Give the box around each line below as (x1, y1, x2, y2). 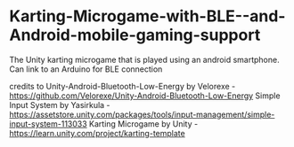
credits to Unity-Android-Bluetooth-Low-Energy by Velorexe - (9, 81, 236, 91)
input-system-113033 (9, 118, 87, 129)
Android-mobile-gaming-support (9, 25, 261, 45)
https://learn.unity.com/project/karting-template (9, 128, 185, 138)
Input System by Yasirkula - (9, 99, 110, 110)
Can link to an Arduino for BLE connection (9, 64, 163, 74)
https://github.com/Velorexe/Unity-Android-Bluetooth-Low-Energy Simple (9, 90, 281, 101)
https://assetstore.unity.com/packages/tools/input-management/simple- (9, 109, 275, 120)
